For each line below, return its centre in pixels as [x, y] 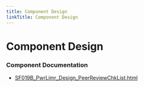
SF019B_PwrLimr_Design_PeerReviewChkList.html [76, 78]
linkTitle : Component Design [42, 17]
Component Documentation [47, 65]
